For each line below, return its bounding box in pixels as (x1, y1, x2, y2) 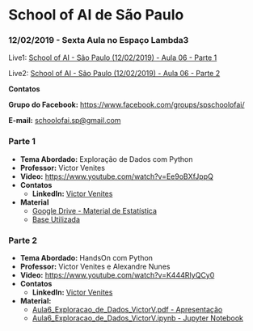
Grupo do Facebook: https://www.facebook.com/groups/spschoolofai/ (8, 100, 245, 110)
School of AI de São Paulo (8, 6, 184, 24)
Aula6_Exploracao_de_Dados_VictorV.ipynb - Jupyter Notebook (32, 313, 244, 323)
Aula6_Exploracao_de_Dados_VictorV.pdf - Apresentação (32, 305, 223, 315)
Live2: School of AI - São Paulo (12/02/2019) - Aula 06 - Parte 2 (8, 69, 221, 79)
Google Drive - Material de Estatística (32, 206, 158, 215)
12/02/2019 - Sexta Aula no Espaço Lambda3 (8, 35, 189, 46)
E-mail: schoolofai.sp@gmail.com (8, 116, 121, 125)
